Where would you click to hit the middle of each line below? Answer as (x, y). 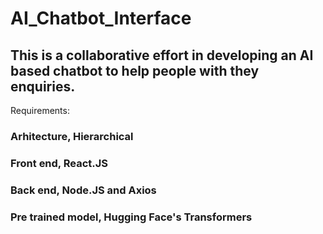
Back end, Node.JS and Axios (83, 190)
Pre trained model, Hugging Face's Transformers (131, 217)
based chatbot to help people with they (135, 70)
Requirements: (40, 110)
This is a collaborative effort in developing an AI (162, 55)
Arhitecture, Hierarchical (72, 136)
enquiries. (43, 86)
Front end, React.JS (59, 163)
